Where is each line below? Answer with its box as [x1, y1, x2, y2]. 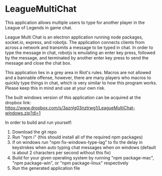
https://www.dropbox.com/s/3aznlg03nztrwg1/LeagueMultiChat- [5, 105, 135, 111]
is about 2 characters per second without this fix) [12, 150, 111, 156]
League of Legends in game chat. [5, 24, 72, 30]
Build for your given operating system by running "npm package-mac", [12, 155, 154, 160]
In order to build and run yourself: [5, 119, 72, 125]
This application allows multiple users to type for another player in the [5, 20, 145, 25]
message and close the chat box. [5, 60, 72, 66]
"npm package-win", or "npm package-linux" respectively [12, 160, 129, 166]
